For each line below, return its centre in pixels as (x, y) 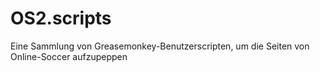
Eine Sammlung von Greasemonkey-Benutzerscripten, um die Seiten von (160, 46)
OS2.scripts (61, 18)
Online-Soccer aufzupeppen (69, 56)
